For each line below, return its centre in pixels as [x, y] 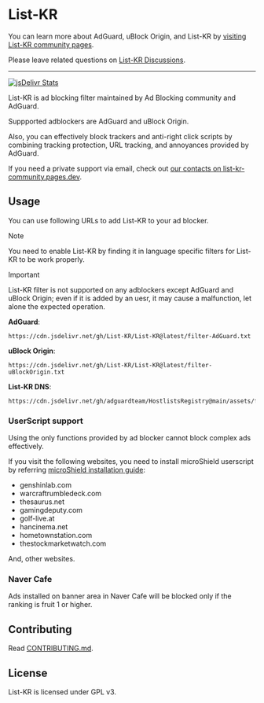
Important [24, 274]
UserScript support [46, 421]
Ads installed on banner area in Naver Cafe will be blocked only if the [120, 596]
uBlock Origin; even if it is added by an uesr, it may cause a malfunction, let [130, 298]
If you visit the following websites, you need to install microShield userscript [131, 462]
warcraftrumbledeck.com [60, 494]
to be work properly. [52, 259]
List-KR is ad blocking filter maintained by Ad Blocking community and [122, 98]
